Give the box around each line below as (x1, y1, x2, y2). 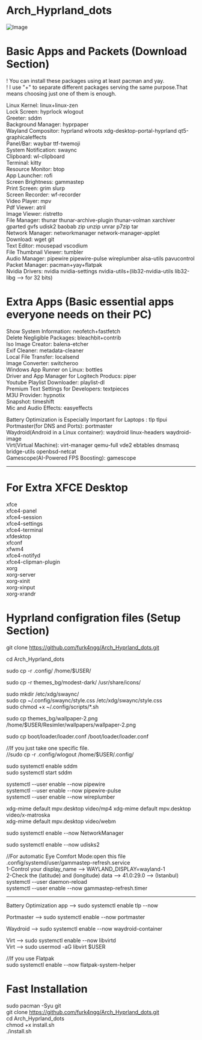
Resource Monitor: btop (6, 165, 65, 172)
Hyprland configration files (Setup (6, 611, 181, 625)
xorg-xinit (6, 577, 30, 585)
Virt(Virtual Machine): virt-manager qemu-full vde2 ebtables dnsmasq (6, 441, 179, 448)
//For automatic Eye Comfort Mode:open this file (6, 853, 126, 860)
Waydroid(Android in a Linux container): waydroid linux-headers (6, 428, 165, 436)
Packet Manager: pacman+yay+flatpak (6, 261, 103, 268)
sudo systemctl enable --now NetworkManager (6, 829, 124, 836)
